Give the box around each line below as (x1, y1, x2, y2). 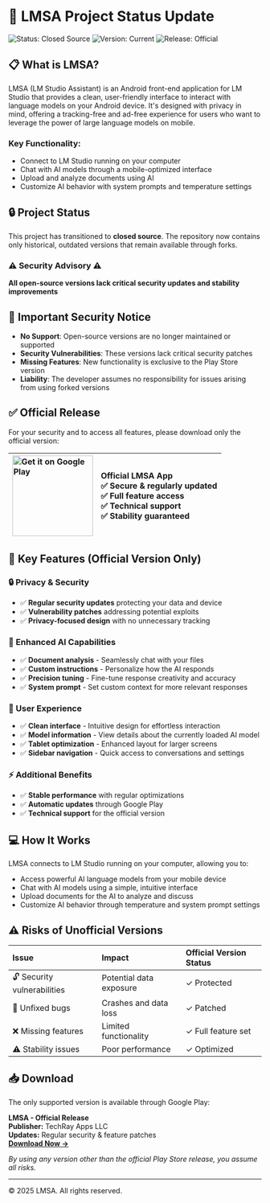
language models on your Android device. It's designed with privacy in (8, 101, 242, 110)
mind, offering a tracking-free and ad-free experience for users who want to (8, 109, 261, 119)
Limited (101, 1020, 130, 1032)
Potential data (101, 972, 154, 983)
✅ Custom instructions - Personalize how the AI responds (19, 663, 215, 674)
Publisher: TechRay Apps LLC (8, 1121, 108, 1131)
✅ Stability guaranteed (100, 510, 190, 521)
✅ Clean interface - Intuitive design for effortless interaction (19, 721, 221, 731)
